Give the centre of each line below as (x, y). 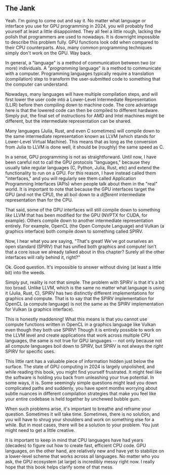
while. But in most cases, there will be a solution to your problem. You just (82, 425)
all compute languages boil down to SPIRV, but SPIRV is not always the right (84, 346)
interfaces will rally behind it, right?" (43, 257)
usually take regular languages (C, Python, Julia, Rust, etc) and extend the (82, 167)
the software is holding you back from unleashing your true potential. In (80, 377)
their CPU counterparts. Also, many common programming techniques (79, 47)
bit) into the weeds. (25, 272)
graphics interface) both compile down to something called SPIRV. (74, 231)
